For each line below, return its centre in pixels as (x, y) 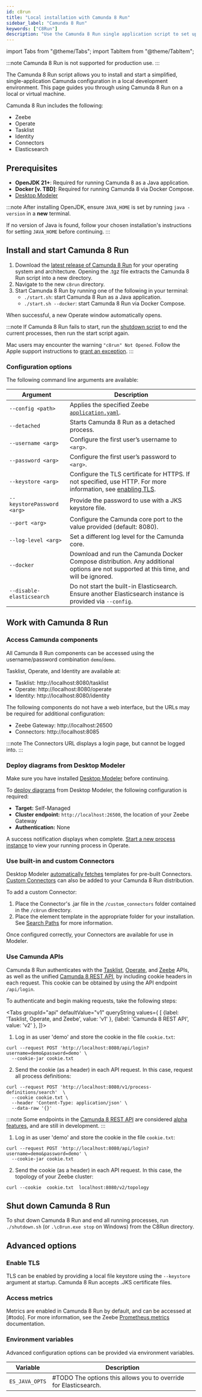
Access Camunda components (52, 640)
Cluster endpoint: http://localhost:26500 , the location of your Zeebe (102, 815)
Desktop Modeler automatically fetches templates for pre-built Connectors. (99, 874)
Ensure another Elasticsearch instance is (127, 594)
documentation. (26, 1324)
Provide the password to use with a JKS (126, 500)
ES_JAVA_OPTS (28, 1381)
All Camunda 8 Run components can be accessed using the (80, 653)
